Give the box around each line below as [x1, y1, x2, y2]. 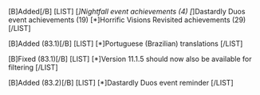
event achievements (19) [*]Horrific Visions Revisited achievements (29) [8, 15, 246, 25]
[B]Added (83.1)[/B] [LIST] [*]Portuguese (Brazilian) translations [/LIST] [8, 39, 243, 48]
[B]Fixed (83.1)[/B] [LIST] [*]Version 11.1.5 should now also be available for [8, 55, 253, 63]
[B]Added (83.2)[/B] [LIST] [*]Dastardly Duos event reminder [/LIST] [8, 78, 234, 87]
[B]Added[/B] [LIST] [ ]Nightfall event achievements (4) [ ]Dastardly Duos [8, 7, 246, 16]
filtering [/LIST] [8, 63, 58, 72]
